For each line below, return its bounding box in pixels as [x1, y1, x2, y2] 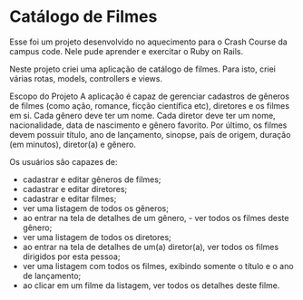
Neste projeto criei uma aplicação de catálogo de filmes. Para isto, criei [9, 63, 277, 74]
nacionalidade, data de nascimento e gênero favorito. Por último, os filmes [9, 120, 288, 131]
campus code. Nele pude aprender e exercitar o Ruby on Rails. [9, 45, 244, 56]
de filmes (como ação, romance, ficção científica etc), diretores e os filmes [9, 100, 290, 111]
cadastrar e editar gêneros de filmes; [22, 174, 161, 185]
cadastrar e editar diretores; [22, 183, 128, 194]
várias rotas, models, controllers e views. [9, 73, 163, 83]
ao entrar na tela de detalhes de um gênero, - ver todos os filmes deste [22, 212, 289, 223]
